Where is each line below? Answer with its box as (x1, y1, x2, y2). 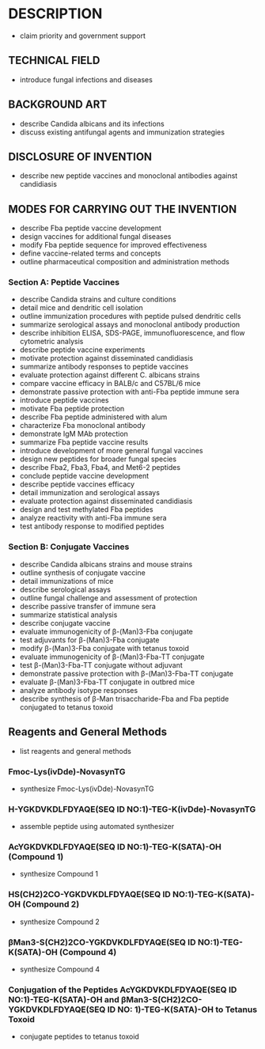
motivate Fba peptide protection (19, 404, 125, 414)
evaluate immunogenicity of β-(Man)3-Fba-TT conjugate (19, 652, 205, 661)
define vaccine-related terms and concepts (19, 248, 161, 258)
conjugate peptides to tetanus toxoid (19, 1032, 140, 1041)
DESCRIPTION (8, 5, 103, 23)
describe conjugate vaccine (19, 618, 111, 627)
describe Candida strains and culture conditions (19, 294, 176, 305)
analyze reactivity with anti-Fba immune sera (19, 513, 168, 523)
